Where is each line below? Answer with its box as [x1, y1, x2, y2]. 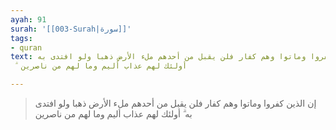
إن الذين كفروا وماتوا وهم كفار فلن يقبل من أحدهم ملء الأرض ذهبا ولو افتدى [34, 97, 317, 109]
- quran [10, 42, 43, 53]
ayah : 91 [10, 14, 47, 25]
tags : [10, 33, 33, 43]
